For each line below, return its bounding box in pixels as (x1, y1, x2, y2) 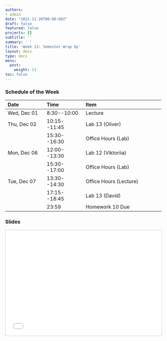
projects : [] (5, 30, 32, 35)
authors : (5, 7, 23, 12)
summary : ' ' (5, 40, 32, 45)
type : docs (5, 53, 28, 59)
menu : (5, 58, 16, 63)
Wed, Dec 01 (7, 110, 38, 117)
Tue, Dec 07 (7, 178, 36, 185)
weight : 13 (14, 68, 37, 73)
